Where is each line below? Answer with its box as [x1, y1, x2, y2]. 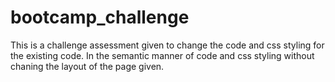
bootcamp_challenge [10, 6, 190, 29]
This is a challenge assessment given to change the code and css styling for [10, 39, 325, 51]
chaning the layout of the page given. [10, 60, 165, 72]
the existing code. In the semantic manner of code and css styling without [10, 49, 315, 61]
